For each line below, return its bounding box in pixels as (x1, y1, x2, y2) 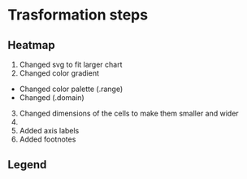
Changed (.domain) (19, 93, 84, 103)
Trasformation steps (7, 6, 148, 24)
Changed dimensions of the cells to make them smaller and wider (19, 108, 239, 118)
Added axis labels (19, 126, 80, 135)
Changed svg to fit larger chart (19, 59, 123, 69)
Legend (7, 158, 47, 172)
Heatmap (7, 38, 55, 52)
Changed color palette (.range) (19, 84, 123, 94)
